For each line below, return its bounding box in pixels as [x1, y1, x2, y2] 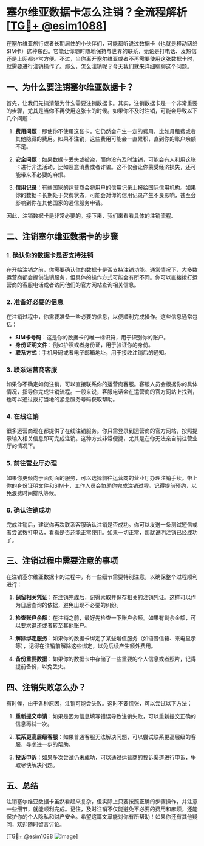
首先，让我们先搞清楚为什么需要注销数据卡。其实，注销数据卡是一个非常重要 [6, 99, 198, 106]
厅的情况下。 [6, 442, 38, 450]
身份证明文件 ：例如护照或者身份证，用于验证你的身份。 [15, 341, 154, 348]
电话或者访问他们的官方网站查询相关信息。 [32, 281, 140, 289]
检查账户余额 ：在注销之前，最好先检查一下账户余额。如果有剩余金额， [15, 614, 191, 621]
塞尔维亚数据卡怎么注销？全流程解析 [6, 5, 188, 19]
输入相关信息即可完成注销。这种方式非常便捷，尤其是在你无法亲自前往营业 [11, 435, 198, 442]
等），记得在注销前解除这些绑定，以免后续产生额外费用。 [15, 642, 157, 650]
